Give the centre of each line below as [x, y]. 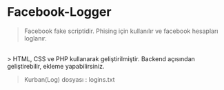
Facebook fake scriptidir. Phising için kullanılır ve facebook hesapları [121, 31]
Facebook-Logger [59, 12]
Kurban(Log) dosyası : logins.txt [69, 79]
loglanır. [35, 38]
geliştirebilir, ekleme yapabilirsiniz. [56, 66]
